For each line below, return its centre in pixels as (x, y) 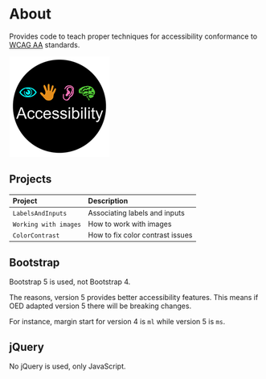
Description (108, 201)
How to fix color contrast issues (140, 235)
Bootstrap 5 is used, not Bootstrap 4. (70, 282)
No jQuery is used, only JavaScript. (68, 366)
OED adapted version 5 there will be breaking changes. (100, 306)
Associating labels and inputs (137, 212)
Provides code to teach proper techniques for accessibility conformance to (133, 36)
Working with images (47, 225)
